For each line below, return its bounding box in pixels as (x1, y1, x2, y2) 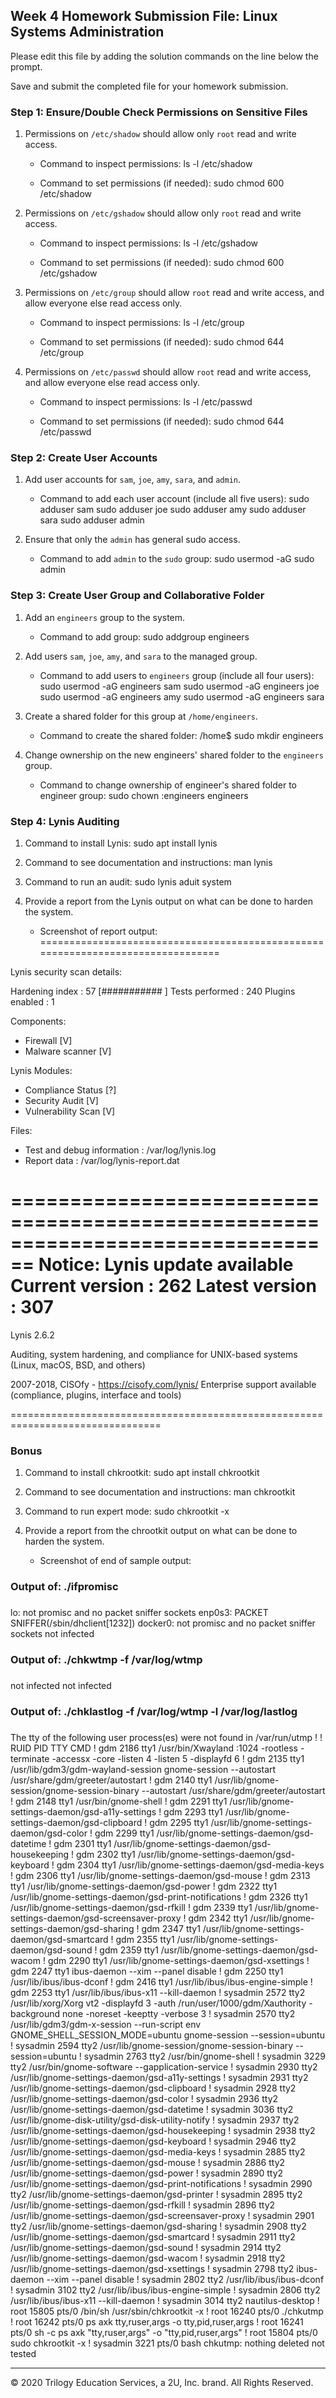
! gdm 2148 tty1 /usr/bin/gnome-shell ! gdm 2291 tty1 (10, 1795, 228, 1807)
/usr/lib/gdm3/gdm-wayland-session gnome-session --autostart (10, 1763, 277, 1775)
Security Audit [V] (24, 1095, 99, 1106)
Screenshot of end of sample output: (39, 1555, 192, 1567)
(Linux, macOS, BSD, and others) (10, 1359, 146, 1371)
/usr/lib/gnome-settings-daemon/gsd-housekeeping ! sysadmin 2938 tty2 (10, 2124, 316, 2136)
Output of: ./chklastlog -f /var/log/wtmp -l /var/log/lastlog (10, 1704, 298, 1718)
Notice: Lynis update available (38, 1254, 294, 1276)
